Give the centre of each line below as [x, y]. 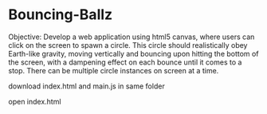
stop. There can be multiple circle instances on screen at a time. [114, 70]
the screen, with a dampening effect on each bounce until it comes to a [125, 62]
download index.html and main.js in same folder [86, 86]
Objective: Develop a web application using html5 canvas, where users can [132, 37]
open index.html [35, 101]
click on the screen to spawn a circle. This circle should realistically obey [128, 45]
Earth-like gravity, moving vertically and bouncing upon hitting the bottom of [133, 53]
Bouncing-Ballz [61, 15]
